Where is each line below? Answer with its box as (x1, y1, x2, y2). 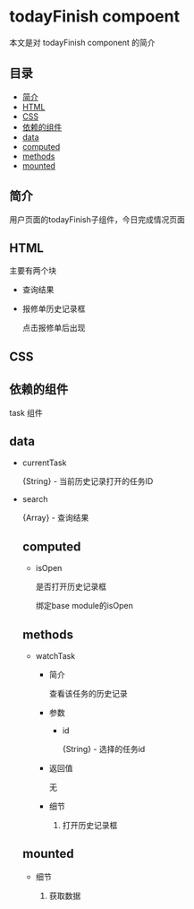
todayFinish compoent (9, 6, 181, 27)
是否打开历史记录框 (35, 581, 107, 593)
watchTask (35, 651, 76, 662)
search (21, 494, 48, 505)
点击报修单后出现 (21, 323, 86, 333)
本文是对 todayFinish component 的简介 (9, 37, 156, 48)
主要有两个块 (9, 265, 56, 276)
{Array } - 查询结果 (21, 513, 89, 524)
